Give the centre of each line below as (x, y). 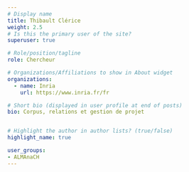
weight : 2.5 (25, 27)
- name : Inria (34, 86)
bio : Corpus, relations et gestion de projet (76, 112)
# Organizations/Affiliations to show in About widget (90, 72)
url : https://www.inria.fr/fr (65, 92)
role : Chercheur (31, 60)
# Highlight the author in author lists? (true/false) (90, 131)
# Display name (30, 14)
